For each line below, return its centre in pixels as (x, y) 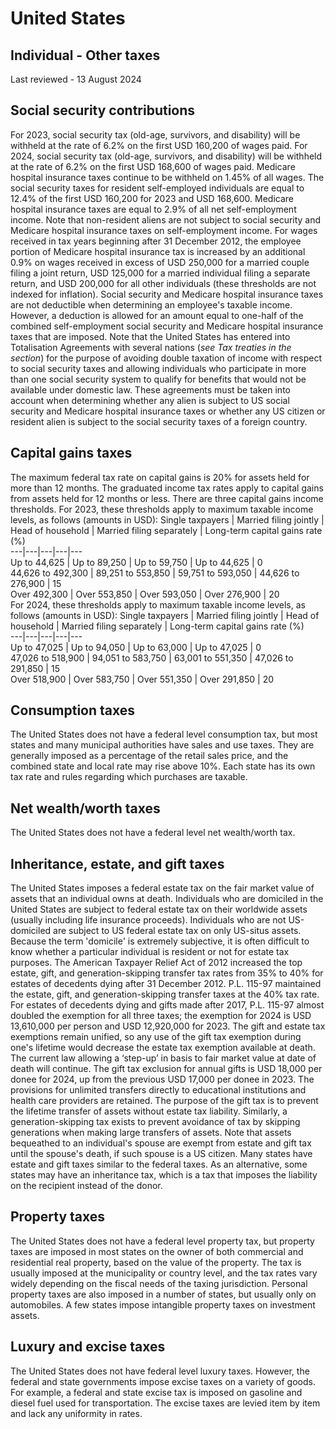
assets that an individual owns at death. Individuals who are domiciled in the (167, 899)
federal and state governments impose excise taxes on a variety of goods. (163, 1381)
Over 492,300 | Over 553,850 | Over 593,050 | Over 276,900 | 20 (145, 594)
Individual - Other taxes (85, 55)
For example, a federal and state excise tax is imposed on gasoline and (156, 1392)
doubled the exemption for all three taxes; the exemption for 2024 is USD (161, 1016)
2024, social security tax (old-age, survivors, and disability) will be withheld (166, 156)
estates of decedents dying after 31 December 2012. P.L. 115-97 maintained (166, 984)
